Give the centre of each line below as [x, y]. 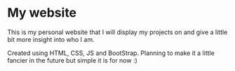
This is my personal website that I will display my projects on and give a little [117, 32]
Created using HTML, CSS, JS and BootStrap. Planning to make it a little [111, 53]
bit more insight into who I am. [51, 39]
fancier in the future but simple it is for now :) [73, 60]
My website [42, 13]
